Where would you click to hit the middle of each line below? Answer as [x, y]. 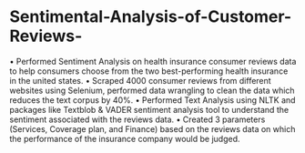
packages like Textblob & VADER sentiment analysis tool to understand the [149, 109]
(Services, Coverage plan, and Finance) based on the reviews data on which [152, 128]
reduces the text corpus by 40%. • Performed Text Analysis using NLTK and [152, 100]
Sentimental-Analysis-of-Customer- [151, 17]
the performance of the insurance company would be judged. [125, 138]
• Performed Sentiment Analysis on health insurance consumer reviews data [153, 61]
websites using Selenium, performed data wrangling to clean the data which [152, 90]
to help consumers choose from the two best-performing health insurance [149, 71]
